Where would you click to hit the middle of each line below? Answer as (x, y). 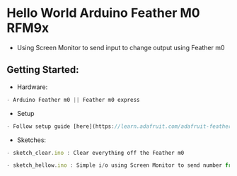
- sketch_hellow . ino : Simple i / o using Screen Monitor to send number (114, 165)
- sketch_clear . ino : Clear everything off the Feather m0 (96, 153)
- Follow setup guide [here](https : (60, 126)
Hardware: (32, 87)
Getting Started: (43, 70)
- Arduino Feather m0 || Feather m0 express (73, 100)
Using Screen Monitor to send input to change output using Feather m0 (121, 47)
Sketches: (31, 140)
